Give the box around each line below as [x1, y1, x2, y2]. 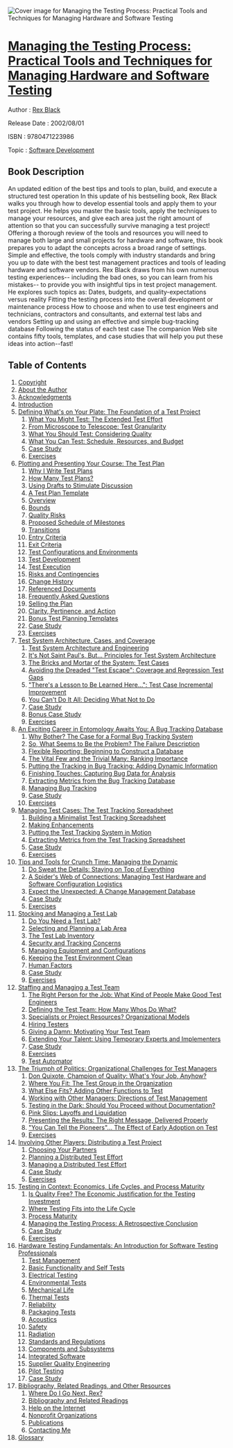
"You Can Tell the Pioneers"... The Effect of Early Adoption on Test [28, 1123, 218, 1131]
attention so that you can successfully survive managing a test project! [8, 221, 210, 229]
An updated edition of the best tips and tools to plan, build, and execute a [8, 184, 218, 192]
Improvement [28, 688, 67, 696]
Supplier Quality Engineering [28, 1359, 110, 1367]
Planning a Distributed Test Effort [28, 1153, 123, 1161]
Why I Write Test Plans [28, 466, 93, 475]
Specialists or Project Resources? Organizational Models [28, 1013, 190, 1021]
